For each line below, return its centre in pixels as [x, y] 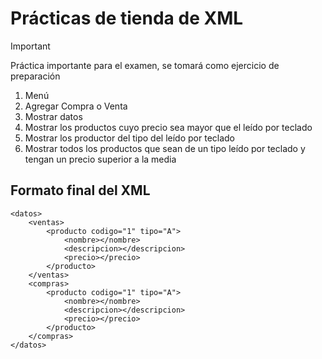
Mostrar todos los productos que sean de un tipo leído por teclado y [165, 148]
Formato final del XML [80, 190]
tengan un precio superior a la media [100, 159]
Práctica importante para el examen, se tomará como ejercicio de [145, 65]
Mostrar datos [53, 116]
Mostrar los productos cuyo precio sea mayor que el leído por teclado [168, 127]
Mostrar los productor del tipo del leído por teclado [130, 138]
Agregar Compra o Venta [76, 106]
